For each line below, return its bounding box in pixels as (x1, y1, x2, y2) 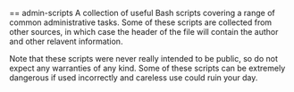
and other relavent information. (9, 36, 123, 46)
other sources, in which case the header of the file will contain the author (9, 27, 279, 37)
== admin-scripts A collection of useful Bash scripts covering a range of (9, 8, 275, 18)
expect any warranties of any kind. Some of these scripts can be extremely (9, 63, 286, 73)
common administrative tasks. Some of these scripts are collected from (9, 17, 273, 28)
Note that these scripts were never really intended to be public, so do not (9, 54, 279, 63)
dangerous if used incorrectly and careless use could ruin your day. (9, 72, 258, 83)
